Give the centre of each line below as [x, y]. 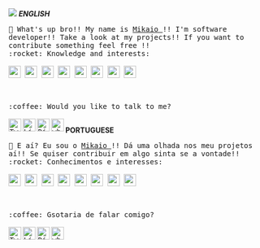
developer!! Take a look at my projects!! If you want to [126, 37]
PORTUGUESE [90, 130]
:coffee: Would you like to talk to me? [90, 106]
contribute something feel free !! [79, 45]
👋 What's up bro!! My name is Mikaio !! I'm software [118, 29]
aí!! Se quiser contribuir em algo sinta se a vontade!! [124, 154]
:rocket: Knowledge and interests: [79, 53]
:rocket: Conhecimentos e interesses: [86, 162]
